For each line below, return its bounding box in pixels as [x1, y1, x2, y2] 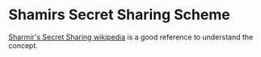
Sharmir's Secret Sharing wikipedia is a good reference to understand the [8, 32, 254, 42]
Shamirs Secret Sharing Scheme [8, 6, 230, 24]
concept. [8, 40, 39, 50]
